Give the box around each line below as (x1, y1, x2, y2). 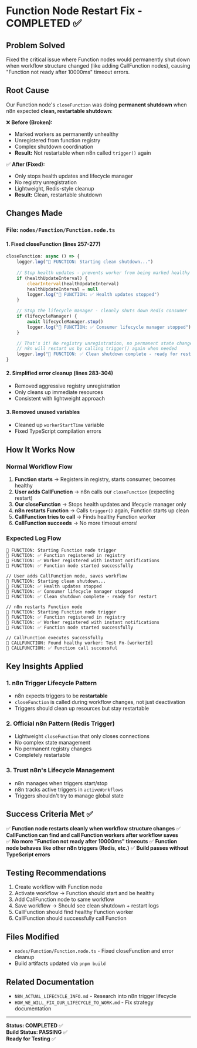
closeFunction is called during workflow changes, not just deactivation (14, 699, 186, 706)
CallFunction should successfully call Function (14, 915, 127, 922)
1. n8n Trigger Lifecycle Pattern (6, 679, 97, 687)
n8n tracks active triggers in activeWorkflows (14, 786, 124, 793)
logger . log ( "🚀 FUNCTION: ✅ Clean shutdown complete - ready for (16, 351, 178, 357)
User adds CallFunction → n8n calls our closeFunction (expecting (14, 488, 175, 495)
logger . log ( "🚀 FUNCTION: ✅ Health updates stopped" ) (27, 292, 160, 298)
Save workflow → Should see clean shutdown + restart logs (14, 902, 159, 909)
